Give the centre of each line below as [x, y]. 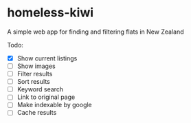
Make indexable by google [55, 105]
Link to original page [46, 97]
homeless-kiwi [50, 13]
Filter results [35, 74]
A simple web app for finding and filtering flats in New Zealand [95, 32]
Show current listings [47, 58]
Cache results [37, 113]
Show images [36, 66]
